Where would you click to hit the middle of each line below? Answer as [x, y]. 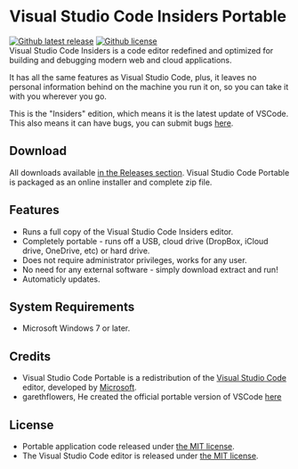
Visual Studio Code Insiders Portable [148, 16]
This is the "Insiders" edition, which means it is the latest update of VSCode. [149, 113]
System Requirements [72, 306]
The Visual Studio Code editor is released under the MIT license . [140, 456]
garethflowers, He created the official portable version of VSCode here [152, 397]
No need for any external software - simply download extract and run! [150, 269]
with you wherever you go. [58, 96]
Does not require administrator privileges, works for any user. [134, 259]
